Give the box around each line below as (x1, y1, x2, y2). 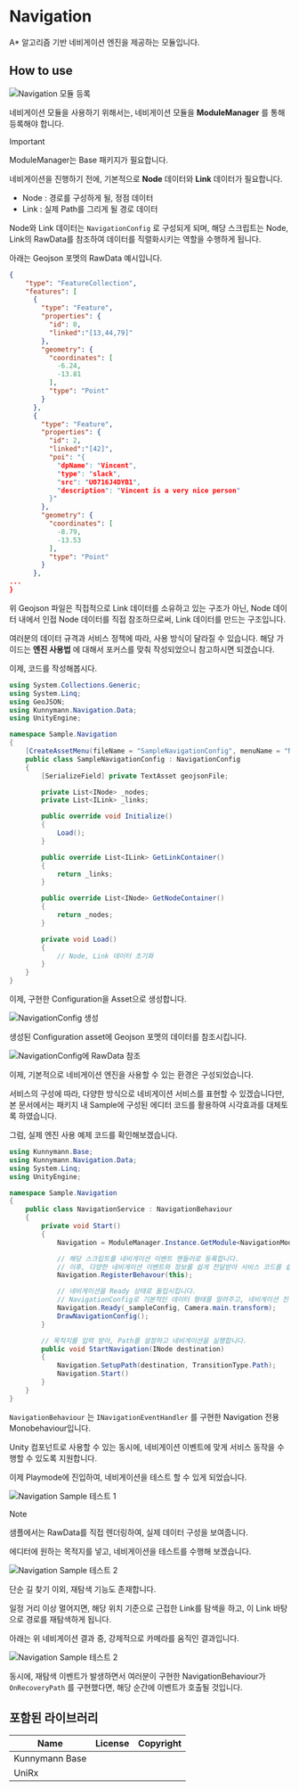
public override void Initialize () (41, 812, 174, 821)
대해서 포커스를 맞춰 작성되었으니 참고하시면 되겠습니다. (82, 644, 275, 655)
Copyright (137, 1737, 182, 1750)
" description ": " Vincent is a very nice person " (56, 486, 241, 495)
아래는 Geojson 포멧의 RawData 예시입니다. (9, 252, 163, 263)
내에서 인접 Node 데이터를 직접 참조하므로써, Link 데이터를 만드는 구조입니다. (18, 614, 287, 624)
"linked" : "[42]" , (48, 444, 114, 454)
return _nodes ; (56, 911, 114, 920)
